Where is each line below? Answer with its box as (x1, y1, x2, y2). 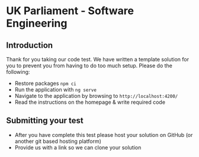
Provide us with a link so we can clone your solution (14, 143, 142, 151)
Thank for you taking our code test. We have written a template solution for (6, 56, 190, 63)
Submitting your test (6, 116, 84, 126)
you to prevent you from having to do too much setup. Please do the (6, 62, 173, 69)
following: (6, 68, 30, 75)
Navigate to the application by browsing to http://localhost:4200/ (14, 93, 178, 99)
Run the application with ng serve (14, 86, 97, 93)
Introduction (6, 40, 53, 50)
